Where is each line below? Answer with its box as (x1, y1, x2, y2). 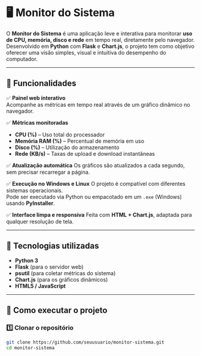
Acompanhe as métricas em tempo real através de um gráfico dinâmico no (6, 101, 190, 108)
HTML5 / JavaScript (14, 282, 66, 289)
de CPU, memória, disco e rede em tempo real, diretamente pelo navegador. (6, 36, 195, 43)
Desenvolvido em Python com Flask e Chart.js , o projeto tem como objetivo (6, 43, 195, 50)
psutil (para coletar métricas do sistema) (14, 269, 116, 277)
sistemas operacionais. (6, 186, 63, 194)
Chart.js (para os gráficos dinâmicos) (14, 276, 108, 283)
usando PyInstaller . (6, 200, 55, 207)
